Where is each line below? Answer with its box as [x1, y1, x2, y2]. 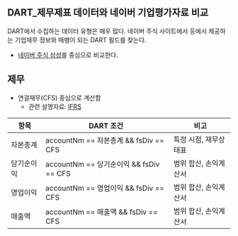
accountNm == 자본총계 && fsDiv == [45, 135, 165, 145]
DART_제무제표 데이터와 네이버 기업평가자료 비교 [7, 6, 209, 19]
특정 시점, [173, 134, 204, 144]
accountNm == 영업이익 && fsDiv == [45, 183, 165, 193]
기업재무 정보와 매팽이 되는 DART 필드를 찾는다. [14, 35, 147, 44]
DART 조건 [88, 121, 124, 131]
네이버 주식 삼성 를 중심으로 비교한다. [17, 50, 118, 59]
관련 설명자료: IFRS [28, 102, 81, 111]
